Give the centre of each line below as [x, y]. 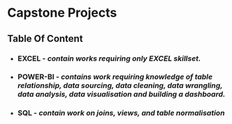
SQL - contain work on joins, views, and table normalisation [121, 113]
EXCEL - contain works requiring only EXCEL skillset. [109, 59]
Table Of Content [45, 39]
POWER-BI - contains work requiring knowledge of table [115, 77]
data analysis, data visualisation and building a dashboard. [121, 94]
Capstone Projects [62, 13]
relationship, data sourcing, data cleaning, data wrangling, [120, 86]
